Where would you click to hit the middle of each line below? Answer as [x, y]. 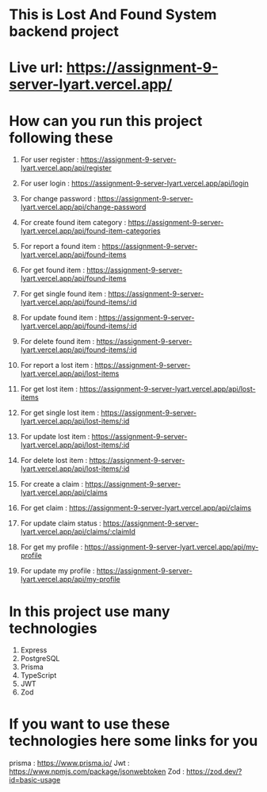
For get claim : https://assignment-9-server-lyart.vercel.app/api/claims [136, 508]
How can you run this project [106, 121]
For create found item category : [73, 223]
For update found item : [59, 318]
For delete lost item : [54, 461]
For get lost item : [49, 389]
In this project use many [90, 611]
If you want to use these [90, 724]
